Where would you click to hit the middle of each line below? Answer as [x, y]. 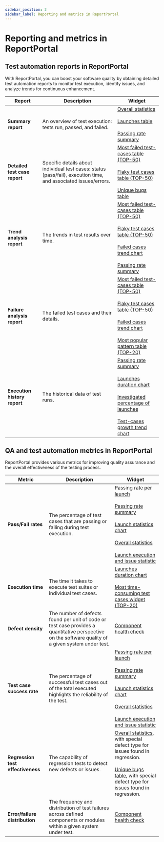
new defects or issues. [75, 770]
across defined [66, 814]
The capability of [68, 758]
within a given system [74, 826]
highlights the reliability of [78, 695]
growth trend [132, 427]
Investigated [131, 397]
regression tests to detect [78, 763]
